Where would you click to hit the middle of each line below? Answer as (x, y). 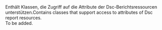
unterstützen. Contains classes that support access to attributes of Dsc (79, 12)
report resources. (24, 18)
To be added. (19, 23)
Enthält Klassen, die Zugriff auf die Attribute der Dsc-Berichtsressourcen (81, 7)
